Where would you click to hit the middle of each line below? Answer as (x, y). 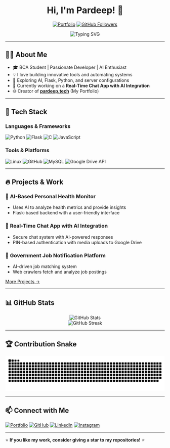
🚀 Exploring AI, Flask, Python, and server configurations (71, 80)
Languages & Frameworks (38, 126)
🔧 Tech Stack (26, 112)
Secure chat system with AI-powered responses (63, 237)
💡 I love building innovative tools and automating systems (72, 74)
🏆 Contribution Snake (41, 344)
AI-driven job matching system (45, 266)
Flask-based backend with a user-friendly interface (66, 213)
